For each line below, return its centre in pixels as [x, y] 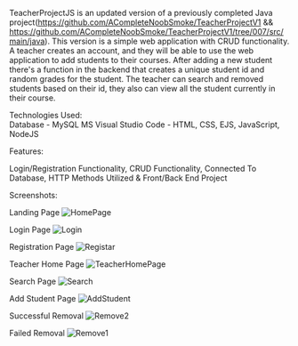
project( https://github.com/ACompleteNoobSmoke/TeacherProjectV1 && [141, 22]
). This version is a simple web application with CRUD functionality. [167, 41]
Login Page [30, 229]
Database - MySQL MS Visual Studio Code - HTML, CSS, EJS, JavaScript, [145, 125]
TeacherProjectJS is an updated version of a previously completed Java [141, 13]
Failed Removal [37, 333]
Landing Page [35, 212]
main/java [27, 41]
